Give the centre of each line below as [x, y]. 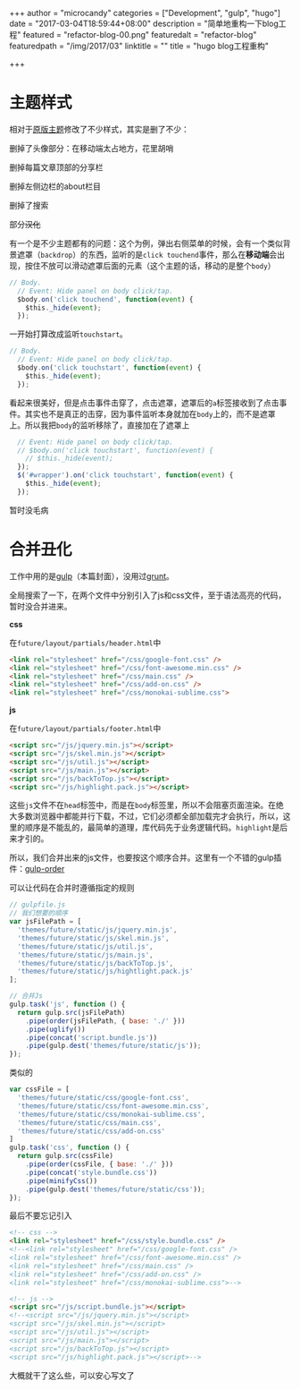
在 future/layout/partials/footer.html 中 [85, 729]
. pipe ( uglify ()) [56, 1029]
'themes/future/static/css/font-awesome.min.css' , [113, 1106]
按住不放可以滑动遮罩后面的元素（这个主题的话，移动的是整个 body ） [150, 265]
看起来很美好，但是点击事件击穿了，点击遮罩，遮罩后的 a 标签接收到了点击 [144, 403]
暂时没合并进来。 [41, 606]
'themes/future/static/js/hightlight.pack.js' [105, 971]
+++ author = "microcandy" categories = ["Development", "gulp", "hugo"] [145, 13]
